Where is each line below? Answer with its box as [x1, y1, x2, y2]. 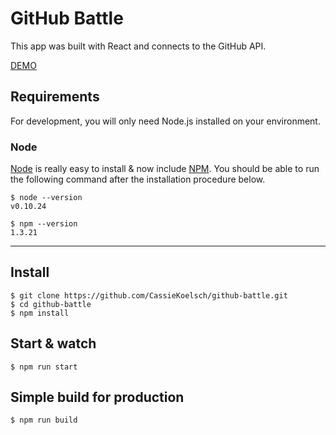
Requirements [10, 88, 100, 106]
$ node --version [10, 193, 83, 203]
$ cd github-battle [10, 299, 92, 309]
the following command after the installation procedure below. [10, 173, 266, 186]
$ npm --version [10, 219, 78, 229]
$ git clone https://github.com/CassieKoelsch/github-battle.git [10, 290, 288, 301]
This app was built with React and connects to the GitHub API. [10, 40, 267, 52]
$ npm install [10, 308, 70, 318]
